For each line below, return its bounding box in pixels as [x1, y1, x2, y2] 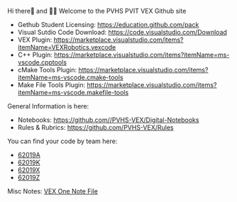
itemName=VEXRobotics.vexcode [17, 43, 116, 51]
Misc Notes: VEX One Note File [7, 187, 98, 195]
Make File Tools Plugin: [17, 81, 86, 89]
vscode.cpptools [17, 58, 67, 67]
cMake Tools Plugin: [17, 66, 77, 74]
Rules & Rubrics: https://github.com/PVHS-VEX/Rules [17, 123, 174, 131]
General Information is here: [7, 102, 89, 110]
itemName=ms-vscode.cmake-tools [17, 73, 123, 82]
